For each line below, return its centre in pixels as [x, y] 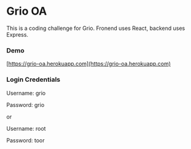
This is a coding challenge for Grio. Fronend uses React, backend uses [96, 28]
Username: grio [26, 93]
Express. [18, 34]
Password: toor [25, 140]
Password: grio [25, 104]
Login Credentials [33, 79]
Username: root [26, 128]
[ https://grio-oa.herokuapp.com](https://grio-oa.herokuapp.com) [88, 64]
